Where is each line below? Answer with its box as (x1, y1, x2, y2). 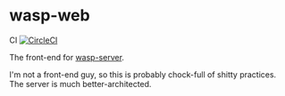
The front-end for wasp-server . (9, 52, 125, 62)
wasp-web (9, 5, 91, 26)
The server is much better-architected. (9, 78, 152, 89)
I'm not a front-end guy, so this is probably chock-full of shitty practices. (9, 68, 277, 80)
